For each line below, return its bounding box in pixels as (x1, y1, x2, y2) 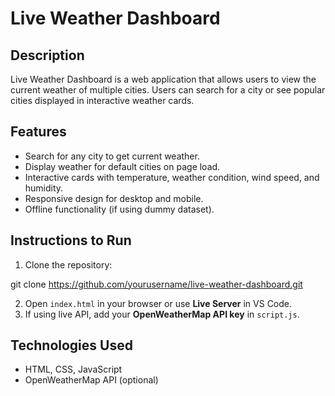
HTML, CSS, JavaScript (24, 363, 123, 376)
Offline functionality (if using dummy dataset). (24, 203, 215, 215)
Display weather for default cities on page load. (24, 160, 221, 172)
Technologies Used (10, 337, 133, 354)
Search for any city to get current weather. (24, 150, 200, 162)
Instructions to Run (10, 232, 132, 249)
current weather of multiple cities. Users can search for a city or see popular (10, 84, 326, 96)
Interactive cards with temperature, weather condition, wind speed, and (24, 171, 320, 183)
